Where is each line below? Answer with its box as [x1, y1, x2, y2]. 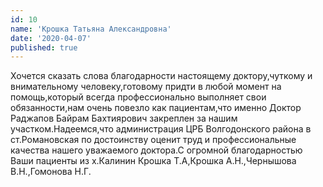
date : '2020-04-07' [10, 33, 92, 43]
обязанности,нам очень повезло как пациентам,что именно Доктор [10, 102, 302, 114]
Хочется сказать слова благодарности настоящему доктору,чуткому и [10, 70, 313, 82]
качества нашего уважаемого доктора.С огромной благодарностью [10, 144, 303, 156]
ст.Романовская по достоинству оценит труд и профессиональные [10, 134, 297, 146]
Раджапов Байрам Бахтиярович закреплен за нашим [10, 112, 238, 125]
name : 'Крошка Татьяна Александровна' [10, 24, 172, 34]
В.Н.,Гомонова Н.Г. [10, 166, 92, 178]
